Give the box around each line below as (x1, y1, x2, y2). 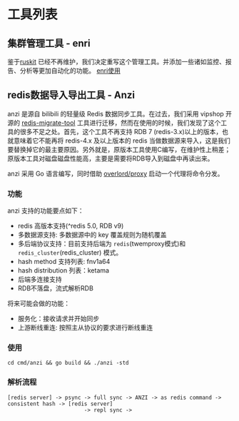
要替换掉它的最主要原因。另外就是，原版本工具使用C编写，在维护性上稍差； (7, 145, 231, 153)
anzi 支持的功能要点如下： (7, 206, 84, 215)
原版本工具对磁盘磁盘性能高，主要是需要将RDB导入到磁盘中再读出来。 (7, 154, 214, 163)
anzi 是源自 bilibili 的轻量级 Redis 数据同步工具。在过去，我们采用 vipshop (7, 109, 225, 118)
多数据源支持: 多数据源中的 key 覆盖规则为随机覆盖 (17, 230, 167, 239)
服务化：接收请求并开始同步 (17, 315, 100, 323)
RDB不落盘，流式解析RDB (17, 284, 94, 293)
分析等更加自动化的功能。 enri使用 (19, 66, 121, 75)
